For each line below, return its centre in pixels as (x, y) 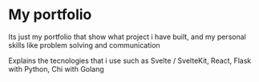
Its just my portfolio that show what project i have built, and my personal (127, 37)
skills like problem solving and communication (84, 45)
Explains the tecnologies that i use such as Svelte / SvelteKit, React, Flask (130, 61)
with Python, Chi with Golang (56, 68)
